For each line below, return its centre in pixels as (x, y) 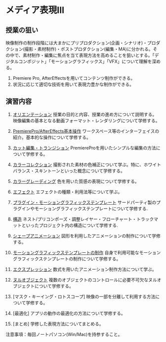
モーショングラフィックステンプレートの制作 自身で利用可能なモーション (87, 252)
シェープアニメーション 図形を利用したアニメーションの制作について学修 (87, 235)
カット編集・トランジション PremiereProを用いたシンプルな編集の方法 (84, 148)
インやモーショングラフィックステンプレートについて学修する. (85, 208)
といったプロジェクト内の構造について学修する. (70, 225)
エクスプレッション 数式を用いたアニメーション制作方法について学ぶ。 (85, 269)
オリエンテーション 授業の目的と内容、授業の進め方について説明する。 (85, 114)
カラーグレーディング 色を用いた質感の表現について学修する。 (76, 181)
